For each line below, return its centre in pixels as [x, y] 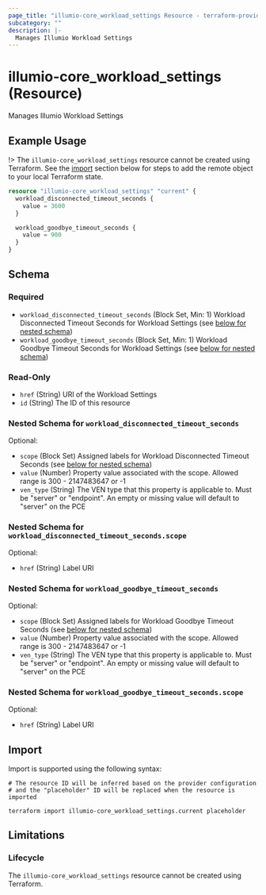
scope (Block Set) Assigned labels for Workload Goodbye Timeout [127, 620]
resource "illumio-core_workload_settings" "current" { [102, 191]
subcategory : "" [35, 23]
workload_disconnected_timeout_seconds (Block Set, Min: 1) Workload [132, 314]
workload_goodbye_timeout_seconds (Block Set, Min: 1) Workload [123, 340]
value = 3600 [44, 206]
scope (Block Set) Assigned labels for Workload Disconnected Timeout [134, 456]
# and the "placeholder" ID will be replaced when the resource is [122, 790]
